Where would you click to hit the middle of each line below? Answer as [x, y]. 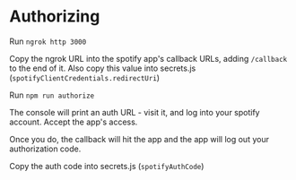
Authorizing [55, 17]
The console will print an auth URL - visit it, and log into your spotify [135, 112]
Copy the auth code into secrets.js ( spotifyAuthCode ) [107, 166]
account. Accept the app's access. [74, 122]
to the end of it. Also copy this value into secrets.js [103, 68]
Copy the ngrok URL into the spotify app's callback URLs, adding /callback [148, 58]
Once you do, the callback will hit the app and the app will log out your [139, 139]
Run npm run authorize [52, 95]
